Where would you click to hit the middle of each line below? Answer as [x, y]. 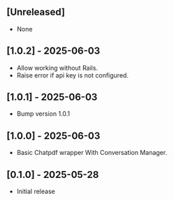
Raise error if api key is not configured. [72, 75]
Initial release [36, 191]
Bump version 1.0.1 [43, 114]
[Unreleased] [36, 12]
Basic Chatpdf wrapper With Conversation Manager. [92, 153]
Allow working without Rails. [57, 68]
